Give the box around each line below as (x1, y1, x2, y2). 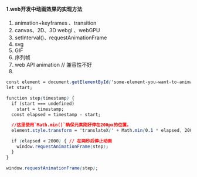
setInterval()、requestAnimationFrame (14, 34, 107, 41)
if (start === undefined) (11, 100, 75, 107)
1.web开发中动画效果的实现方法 (6, 5, 83, 12)
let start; (6, 85, 33, 91)
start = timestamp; (16, 106, 64, 112)
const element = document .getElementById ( (6, 79, 111, 85)
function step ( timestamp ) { (6, 95, 75, 101)
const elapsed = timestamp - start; (11, 111, 101, 117)
